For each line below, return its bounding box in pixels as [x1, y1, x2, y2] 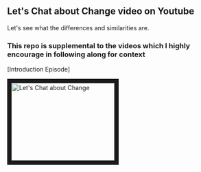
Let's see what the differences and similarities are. [7, 23, 150, 32]
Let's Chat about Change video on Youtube [7, 6, 195, 17]
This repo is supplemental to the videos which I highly [7, 41, 191, 50]
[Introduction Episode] [7, 65, 71, 74]
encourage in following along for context [7, 50, 145, 59]
